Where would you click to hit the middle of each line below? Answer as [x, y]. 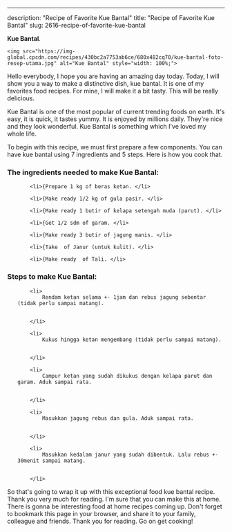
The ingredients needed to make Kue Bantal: [83, 172]
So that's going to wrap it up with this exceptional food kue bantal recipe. [111, 491]
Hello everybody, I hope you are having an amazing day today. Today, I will [113, 76]
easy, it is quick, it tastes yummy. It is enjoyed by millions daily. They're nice [115, 119]
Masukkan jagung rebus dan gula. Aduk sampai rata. [118, 418]
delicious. [21, 98]
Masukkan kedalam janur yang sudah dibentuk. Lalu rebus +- [130, 455]
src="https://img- [49, 51]
